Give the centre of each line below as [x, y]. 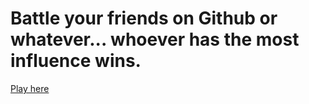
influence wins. [76, 61]
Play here [30, 88]
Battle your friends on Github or [144, 18]
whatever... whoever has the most [155, 39]
